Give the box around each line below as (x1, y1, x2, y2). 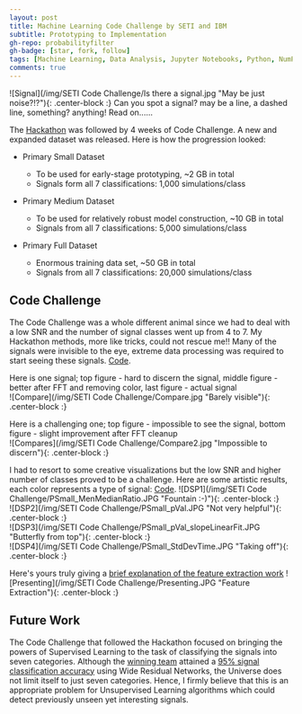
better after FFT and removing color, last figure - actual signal (9, 382, 237, 392)
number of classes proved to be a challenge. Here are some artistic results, (9, 473, 288, 485)
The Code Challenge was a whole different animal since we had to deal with (9, 316, 290, 328)
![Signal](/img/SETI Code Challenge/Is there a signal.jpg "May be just (9, 87, 265, 99)
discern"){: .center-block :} (9, 446, 110, 458)
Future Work (9, 613, 81, 629)
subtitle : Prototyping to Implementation (9, 30, 167, 39)
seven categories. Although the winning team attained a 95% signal (9, 656, 260, 666)
